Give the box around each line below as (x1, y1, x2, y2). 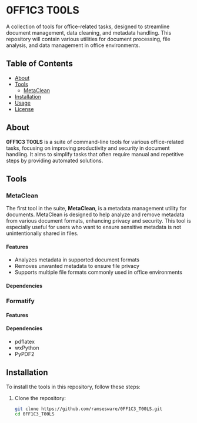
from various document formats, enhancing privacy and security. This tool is (6, 217, 191, 224)
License (14, 105, 34, 112)
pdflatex (14, 338, 35, 345)
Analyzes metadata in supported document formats (14, 256, 140, 263)
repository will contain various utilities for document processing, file (6, 35, 171, 42)
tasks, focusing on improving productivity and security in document (6, 145, 170, 152)
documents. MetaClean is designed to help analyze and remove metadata (6, 211, 185, 218)
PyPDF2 (14, 350, 35, 357)
